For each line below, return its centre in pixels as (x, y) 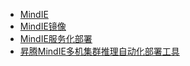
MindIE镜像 (43, 26)
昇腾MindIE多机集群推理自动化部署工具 (99, 51)
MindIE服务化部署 (56, 38)
